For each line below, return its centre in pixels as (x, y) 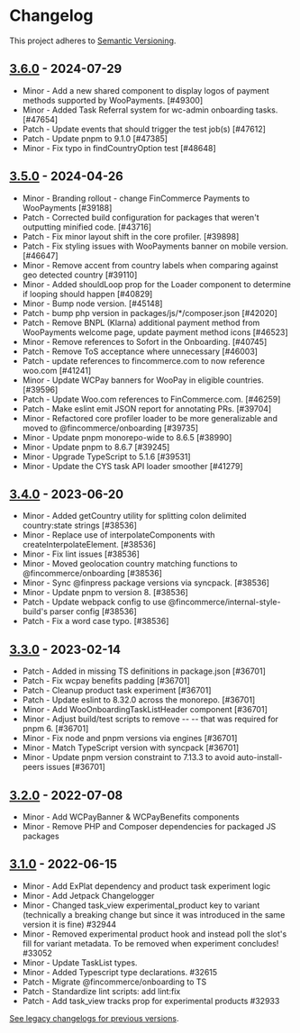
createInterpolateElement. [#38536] (89, 545)
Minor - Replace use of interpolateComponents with (118, 535)
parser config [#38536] (93, 612)
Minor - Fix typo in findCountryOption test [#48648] (119, 148)
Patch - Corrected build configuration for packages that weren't (141, 217)
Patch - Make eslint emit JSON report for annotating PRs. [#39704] (147, 408)
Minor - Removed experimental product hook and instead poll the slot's (155, 934)
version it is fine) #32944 (69, 924)
